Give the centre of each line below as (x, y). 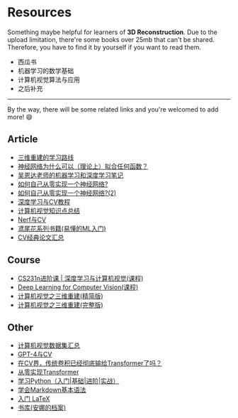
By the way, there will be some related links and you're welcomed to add (113, 109)
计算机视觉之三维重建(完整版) (61, 305)
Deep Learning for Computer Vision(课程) (78, 287)
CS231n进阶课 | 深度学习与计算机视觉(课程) (80, 278)
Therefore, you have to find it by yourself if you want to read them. (104, 47)
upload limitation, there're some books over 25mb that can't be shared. (111, 39)
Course (24, 260)
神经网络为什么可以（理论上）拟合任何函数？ (83, 166)
